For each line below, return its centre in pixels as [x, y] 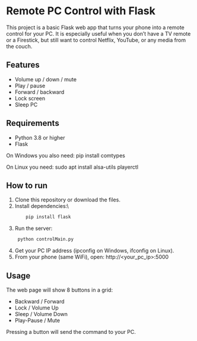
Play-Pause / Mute [37, 320]
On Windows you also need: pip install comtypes [66, 155]
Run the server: [34, 228]
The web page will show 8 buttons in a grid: [60, 290]
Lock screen [30, 98]
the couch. [19, 46]
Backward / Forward [39, 301]
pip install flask [48, 217]
